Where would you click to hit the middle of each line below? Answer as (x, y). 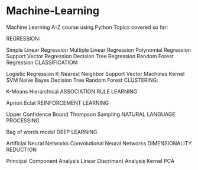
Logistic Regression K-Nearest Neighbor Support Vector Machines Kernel (95, 74)
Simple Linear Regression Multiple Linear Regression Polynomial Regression (98, 50)
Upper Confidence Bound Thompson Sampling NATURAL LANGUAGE (91, 114)
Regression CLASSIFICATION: (42, 62)
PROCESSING (23, 120)
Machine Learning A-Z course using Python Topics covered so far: (87, 27)
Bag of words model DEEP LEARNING (52, 132)
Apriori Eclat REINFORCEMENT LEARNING (58, 103)
